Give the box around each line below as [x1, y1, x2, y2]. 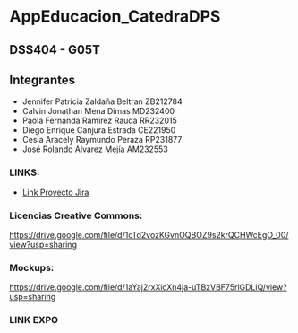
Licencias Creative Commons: [9, 209, 143, 222]
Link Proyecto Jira [21, 187, 89, 197]
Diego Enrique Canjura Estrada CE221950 [21, 125, 176, 136]
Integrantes [9, 72, 76, 87]
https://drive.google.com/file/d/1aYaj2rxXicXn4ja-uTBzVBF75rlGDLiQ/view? [9, 282, 288, 293]
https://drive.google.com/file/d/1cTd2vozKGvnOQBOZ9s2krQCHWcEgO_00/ [9, 229, 289, 240]
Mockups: [9, 261, 55, 274]
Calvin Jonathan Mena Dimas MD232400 [21, 106, 175, 117]
